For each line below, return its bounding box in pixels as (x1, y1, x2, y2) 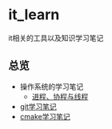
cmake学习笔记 (19, 111, 70, 121)
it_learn (8, 6, 60, 24)
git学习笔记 (19, 102, 58, 111)
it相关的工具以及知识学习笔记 (8, 33, 104, 42)
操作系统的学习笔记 (19, 82, 84, 91)
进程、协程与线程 (31, 91, 89, 101)
